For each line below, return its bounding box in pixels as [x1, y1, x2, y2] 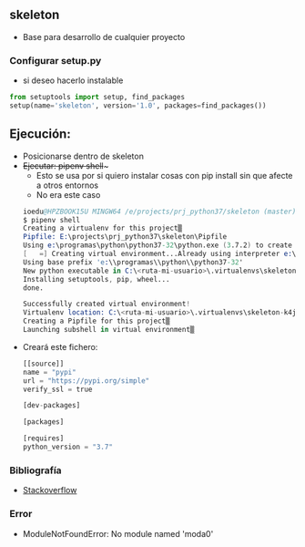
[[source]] [22, 359, 65, 368]
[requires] [22, 434, 65, 443]
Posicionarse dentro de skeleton [22, 150, 144, 161]
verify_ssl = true [22, 385, 93, 394]
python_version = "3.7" [22, 442, 114, 452]
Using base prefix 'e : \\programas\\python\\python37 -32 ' [22, 257, 244, 267]
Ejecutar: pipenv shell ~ [22, 160, 109, 171]
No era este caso [36, 189, 101, 200]
